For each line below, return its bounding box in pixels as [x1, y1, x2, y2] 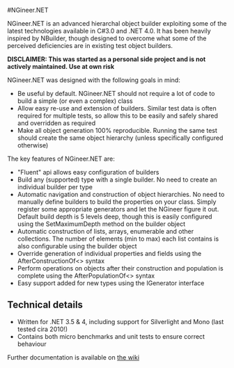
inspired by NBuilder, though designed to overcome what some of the [7, 34, 207, 42]
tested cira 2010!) [17, 325, 68, 333]
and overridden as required [17, 119, 96, 127]
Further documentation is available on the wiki [7, 353, 140, 361]
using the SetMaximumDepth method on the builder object [17, 220, 186, 228]
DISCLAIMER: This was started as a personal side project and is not [7, 55, 206, 63]
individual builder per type [17, 183, 93, 191]
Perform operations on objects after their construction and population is [17, 264, 224, 272]
